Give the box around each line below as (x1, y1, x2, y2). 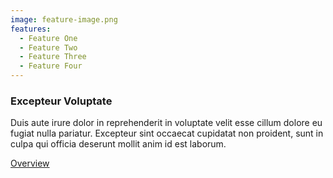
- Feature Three (19, 52, 87, 62)
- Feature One (19, 33, 78, 43)
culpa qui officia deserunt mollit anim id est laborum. (10, 138, 227, 150)
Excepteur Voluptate (10, 94, 113, 108)
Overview (10, 157, 50, 170)
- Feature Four (19, 61, 83, 71)
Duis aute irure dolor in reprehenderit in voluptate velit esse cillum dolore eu (10, 117, 323, 129)
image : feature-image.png (10, 14, 118, 25)
